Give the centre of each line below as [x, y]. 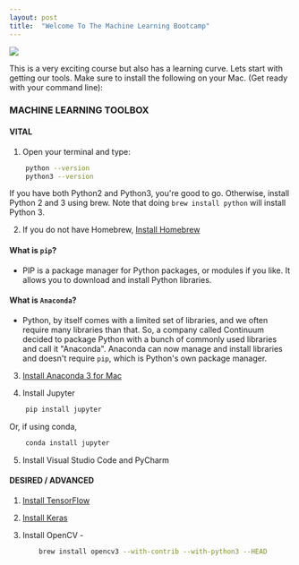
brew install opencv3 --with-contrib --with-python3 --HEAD [153, 552]
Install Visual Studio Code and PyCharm [96, 460]
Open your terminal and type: [77, 151]
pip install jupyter [64, 409]
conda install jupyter [68, 443]
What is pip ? [33, 250]
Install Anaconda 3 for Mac [72, 375]
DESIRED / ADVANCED [52, 481]
